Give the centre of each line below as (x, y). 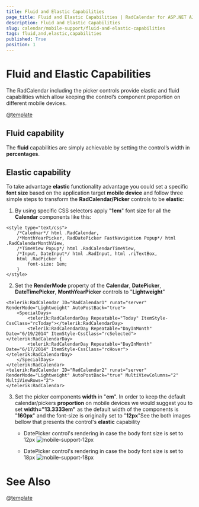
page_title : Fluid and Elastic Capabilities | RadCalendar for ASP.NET (96, 17)
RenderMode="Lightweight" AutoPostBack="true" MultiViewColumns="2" (92, 375)
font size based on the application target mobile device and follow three (95, 193)
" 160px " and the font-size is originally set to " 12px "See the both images (102, 416)
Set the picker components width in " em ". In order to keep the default (100, 397)
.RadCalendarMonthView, (36, 244)
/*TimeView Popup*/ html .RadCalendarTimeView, (76, 249)
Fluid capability (35, 133)
